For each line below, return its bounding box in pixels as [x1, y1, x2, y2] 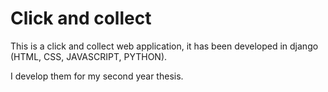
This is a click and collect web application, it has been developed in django [10, 40, 319, 52]
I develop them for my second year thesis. [10, 70, 184, 82]
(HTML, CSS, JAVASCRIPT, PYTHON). [10, 50, 168, 62]
